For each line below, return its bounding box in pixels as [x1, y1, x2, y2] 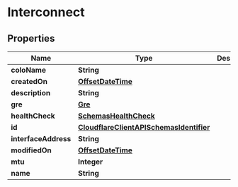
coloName [11, 65, 46, 75]
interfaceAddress [11, 134, 72, 143]
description [11, 88, 51, 97]
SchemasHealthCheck [77, 111, 156, 121]
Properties [7, 32, 55, 44]
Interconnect [7, 4, 85, 20]
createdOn [11, 77, 48, 86]
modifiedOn [11, 145, 52, 155]
